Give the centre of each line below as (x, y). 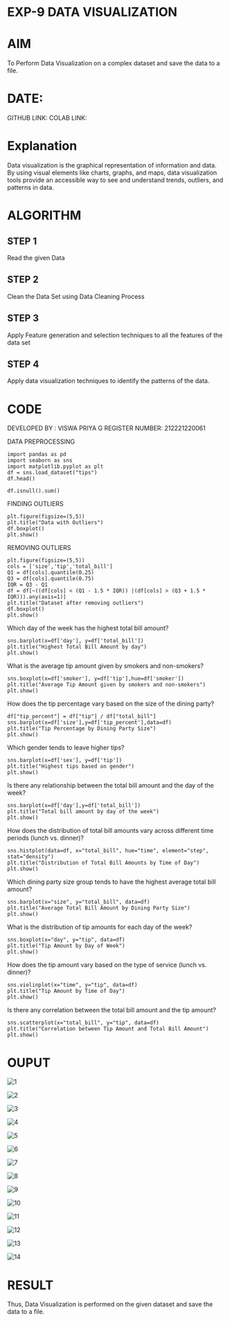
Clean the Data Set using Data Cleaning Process (76, 296)
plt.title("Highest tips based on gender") (71, 767)
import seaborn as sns (40, 461)
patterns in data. (30, 187)
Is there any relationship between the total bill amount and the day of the (110, 786)
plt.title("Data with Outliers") (55, 523)
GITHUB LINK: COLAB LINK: (47, 118)
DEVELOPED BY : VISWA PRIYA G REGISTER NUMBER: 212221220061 (106, 428)
